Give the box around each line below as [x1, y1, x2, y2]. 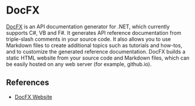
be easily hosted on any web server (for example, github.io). [6, 60, 152, 68]
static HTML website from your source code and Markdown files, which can [6, 54, 190, 61]
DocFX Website [14, 93, 53, 100]
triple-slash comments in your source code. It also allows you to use [6, 35, 172, 42]
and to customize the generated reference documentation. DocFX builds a [6, 48, 186, 55]
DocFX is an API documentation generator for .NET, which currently [6, 23, 170, 30]
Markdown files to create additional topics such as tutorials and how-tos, [6, 42, 183, 49]
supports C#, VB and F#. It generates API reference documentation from [6, 29, 181, 36]
